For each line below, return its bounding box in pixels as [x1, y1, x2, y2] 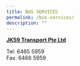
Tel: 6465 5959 [6, 48, 45, 55]
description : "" [6, 20, 47, 26]
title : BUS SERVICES [6, 8, 59, 15]
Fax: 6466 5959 [6, 55, 47, 62]
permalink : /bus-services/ [6, 14, 75, 20]
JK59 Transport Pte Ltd [6, 37, 67, 44]
